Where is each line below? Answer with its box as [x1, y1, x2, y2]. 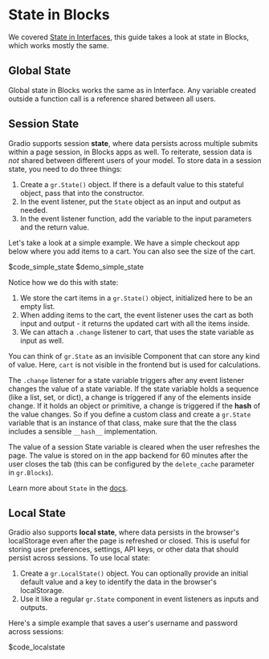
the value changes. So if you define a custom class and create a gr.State [8, 409, 251, 419]
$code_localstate [8, 642, 66, 652]
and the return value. [19, 222, 90, 232]
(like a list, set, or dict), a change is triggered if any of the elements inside [8, 392, 251, 402]
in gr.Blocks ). [8, 467, 54, 477]
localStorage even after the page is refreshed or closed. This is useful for [8, 536, 251, 546]
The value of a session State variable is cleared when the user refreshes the [8, 441, 260, 451]
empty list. [19, 301, 55, 311]
